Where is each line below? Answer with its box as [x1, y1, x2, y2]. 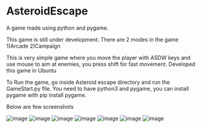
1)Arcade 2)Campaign [6, 42, 60, 50]
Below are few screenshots [6, 103, 74, 110]
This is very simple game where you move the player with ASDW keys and [6, 54, 191, 61]
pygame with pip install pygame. [6, 91, 86, 98]
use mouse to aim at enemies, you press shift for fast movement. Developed [6, 60, 196, 68]
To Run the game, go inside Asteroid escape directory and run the [6, 78, 170, 86]
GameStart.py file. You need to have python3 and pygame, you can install [6, 85, 189, 92]
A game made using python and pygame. [6, 24, 109, 31]
